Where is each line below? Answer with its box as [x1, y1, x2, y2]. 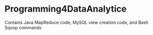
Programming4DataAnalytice [4, 3, 127, 15]
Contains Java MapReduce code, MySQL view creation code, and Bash [4, 19, 149, 25]
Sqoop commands [4, 24, 42, 30]
